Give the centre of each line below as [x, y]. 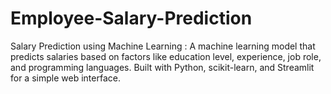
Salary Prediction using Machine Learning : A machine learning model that [163, 46]
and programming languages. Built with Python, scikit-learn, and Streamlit [162, 67]
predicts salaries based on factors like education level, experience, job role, [166, 56]
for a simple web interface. [65, 78]
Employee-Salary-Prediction [131, 18]
